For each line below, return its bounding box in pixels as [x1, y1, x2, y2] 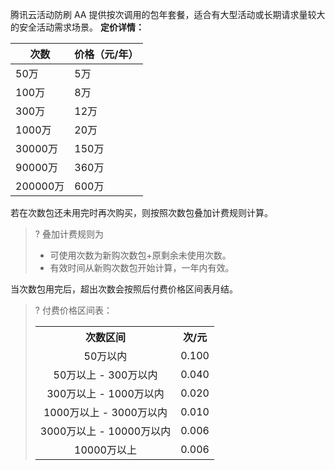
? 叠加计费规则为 [34, 228, 104, 240]
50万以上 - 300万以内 [53, 368, 158, 382]
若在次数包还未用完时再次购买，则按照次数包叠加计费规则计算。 [10, 207, 273, 218]
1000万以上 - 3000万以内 [43, 406, 168, 419]
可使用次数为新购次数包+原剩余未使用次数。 [49, 249, 232, 261]
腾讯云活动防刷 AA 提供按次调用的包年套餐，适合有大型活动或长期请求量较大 [10, 9, 326, 20]
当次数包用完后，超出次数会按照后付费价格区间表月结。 [10, 283, 238, 295]
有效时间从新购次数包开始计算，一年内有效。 [49, 262, 235, 273]
